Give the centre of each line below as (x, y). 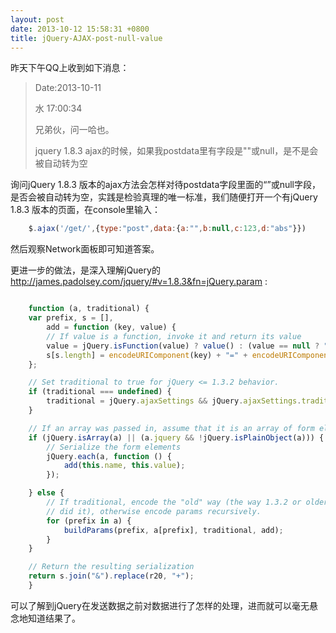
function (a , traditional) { (89, 309)
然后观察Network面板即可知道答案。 (85, 249)
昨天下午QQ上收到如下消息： (70, 68)
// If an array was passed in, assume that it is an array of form (171, 428)
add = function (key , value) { (111, 327)
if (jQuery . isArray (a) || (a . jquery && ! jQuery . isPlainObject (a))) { (176, 437)
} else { (46, 493)
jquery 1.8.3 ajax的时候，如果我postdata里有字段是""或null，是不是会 (176, 151)
